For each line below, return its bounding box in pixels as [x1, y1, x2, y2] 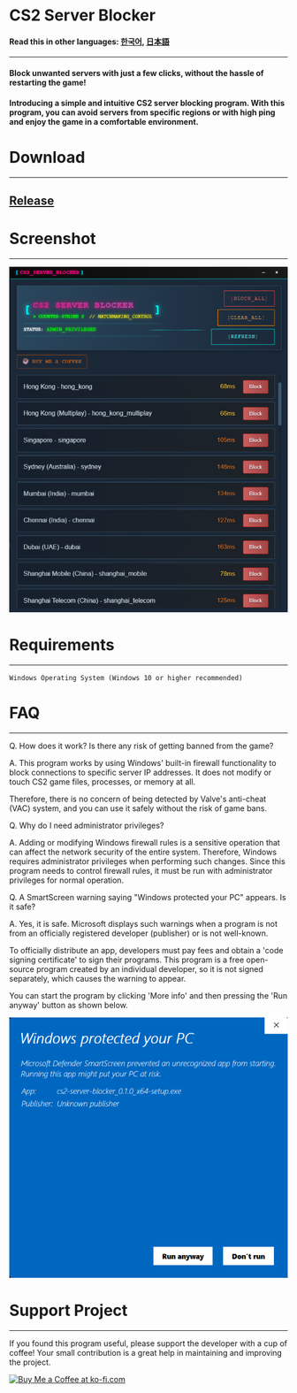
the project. [9, 1357, 51, 1367]
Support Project [9, 1301, 128, 1320]
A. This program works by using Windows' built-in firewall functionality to [9, 757, 277, 768]
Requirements [9, 635, 115, 655]
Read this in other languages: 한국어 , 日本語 [9, 36, 170, 47]
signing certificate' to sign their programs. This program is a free [9, 954, 245, 965]
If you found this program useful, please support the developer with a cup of [9, 1338, 287, 1349]
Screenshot [9, 229, 96, 249]
